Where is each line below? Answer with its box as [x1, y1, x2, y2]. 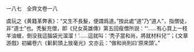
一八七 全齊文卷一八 [6, 5, 58, 12]
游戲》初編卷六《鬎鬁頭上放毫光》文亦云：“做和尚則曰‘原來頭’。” [6, 40, 160, 46]
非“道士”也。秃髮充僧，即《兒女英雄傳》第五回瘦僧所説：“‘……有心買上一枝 [6, 25, 188, 32]
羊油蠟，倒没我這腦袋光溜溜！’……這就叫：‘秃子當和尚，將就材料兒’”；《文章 [6, 32, 188, 39]
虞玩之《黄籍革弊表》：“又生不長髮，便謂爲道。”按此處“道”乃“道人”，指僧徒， [6, 18, 190, 25]
